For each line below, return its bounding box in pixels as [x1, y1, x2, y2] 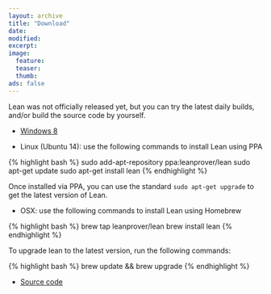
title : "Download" [8, 19, 70, 27]
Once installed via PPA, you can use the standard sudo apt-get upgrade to [8, 181, 254, 191]
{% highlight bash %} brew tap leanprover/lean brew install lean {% [8, 221, 232, 231]
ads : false [8, 79, 45, 87]
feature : [15, 57, 45, 65]
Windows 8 [19, 126, 58, 136]
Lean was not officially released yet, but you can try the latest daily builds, [8, 102, 255, 111]
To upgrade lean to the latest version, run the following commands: [8, 246, 231, 255]
